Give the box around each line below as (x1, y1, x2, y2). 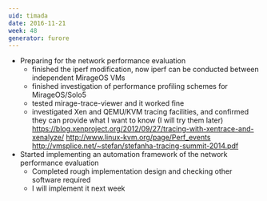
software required (31, 175, 91, 185)
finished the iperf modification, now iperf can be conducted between (31, 65, 260, 74)
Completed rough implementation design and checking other (31, 167, 233, 176)
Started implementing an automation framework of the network (19, 150, 228, 159)
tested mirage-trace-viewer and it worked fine (31, 98, 185, 108)
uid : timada (8, 11, 48, 20)
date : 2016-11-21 (8, 19, 66, 27)
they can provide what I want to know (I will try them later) (31, 115, 224, 125)
